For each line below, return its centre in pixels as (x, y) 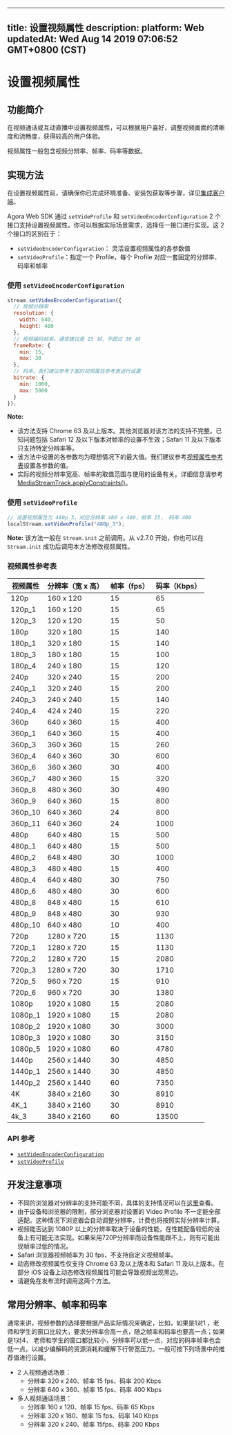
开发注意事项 (35, 1185)
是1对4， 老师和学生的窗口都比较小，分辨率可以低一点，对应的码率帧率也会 (114, 1340)
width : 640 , (37, 320)
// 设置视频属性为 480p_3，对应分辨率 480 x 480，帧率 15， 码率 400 (99, 517)
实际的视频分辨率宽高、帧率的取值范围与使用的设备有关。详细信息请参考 (120, 474)
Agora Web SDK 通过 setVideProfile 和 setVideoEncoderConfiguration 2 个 (114, 216)
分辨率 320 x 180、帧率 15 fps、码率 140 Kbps (93, 1416)
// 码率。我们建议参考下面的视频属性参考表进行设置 (77, 372)
